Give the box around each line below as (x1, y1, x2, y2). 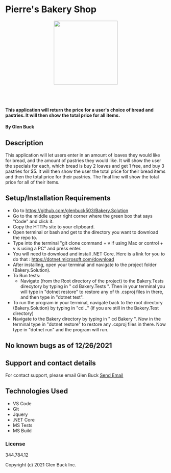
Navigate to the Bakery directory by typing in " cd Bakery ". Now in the (12, 316, 161, 322)
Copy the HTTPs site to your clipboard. (12, 223, 95, 230)
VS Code (12, 400, 32, 406)
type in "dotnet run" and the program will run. (12, 326, 109, 332)
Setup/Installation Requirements (5, 194, 111, 202)
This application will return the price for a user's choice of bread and (5, 107, 154, 113)
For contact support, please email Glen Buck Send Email (5, 372, 124, 378)
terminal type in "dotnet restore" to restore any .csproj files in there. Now (12, 321, 166, 327)
